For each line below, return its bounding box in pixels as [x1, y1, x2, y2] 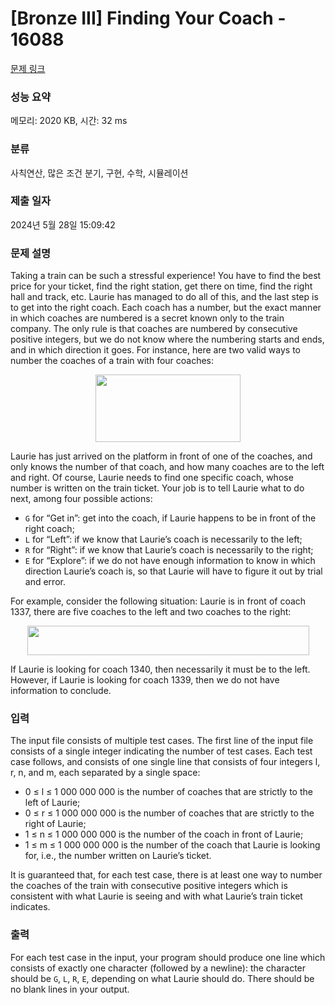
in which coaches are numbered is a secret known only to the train [10, 312, 285, 324]
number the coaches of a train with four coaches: [10, 355, 215, 367]
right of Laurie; [24, 818, 87, 830]
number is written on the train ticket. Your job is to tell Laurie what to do [10, 482, 305, 494]
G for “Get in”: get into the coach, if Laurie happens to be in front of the [24, 512, 317, 524]
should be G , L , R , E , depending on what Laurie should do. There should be [10, 972, 315, 984]
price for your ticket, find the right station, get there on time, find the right [10, 280, 313, 292]
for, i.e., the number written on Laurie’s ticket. [24, 850, 212, 862]
